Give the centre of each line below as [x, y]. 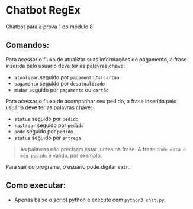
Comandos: [28, 45]
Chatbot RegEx [43, 10]
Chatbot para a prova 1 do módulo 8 [49, 27]
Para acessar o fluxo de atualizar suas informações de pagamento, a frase [96, 59]
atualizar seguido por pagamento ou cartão [67, 77]
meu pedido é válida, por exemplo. [61, 155]
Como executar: [36, 186]
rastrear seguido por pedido [49, 125]
